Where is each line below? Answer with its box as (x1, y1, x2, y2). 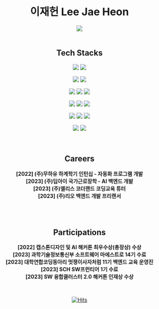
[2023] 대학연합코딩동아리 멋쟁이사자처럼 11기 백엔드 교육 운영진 (5, 258, 154, 265)
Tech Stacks (56, 48, 103, 58)
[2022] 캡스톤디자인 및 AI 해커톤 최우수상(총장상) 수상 (18, 244, 141, 251)
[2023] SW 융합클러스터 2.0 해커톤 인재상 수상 (25, 273, 134, 280)
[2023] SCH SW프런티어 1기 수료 (41, 266, 118, 273)
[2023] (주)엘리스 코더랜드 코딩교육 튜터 (33, 185, 126, 192)
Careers (64, 154, 95, 164)
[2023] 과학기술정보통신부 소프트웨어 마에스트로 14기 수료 (12, 251, 147, 258)
